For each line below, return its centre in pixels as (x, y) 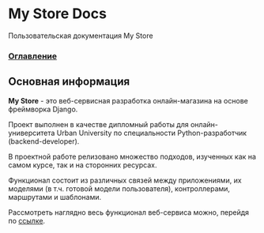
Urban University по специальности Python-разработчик (152, 133)
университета (32, 133)
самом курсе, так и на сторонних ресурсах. (83, 165)
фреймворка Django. (43, 109)
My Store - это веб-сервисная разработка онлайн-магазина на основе (128, 100)
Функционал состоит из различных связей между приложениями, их (125, 180)
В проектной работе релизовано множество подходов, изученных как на (132, 156)
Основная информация (69, 82)
